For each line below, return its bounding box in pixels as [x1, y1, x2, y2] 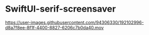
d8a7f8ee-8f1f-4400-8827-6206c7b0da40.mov [5, 24, 104, 30]
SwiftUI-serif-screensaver [5, 3, 116, 15]
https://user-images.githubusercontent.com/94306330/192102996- [5, 19, 144, 25]
